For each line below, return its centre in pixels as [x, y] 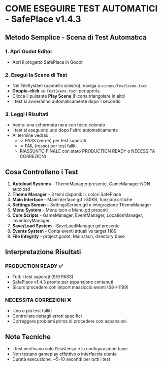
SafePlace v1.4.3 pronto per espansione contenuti [63, 282]
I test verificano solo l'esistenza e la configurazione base [70, 349]
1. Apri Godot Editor [29, 51]
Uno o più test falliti [32, 311]
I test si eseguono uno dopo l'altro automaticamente [65, 130]
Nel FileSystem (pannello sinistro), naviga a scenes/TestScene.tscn [80, 86]
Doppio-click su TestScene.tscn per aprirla [56, 91]
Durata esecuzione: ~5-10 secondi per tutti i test [61, 359]
